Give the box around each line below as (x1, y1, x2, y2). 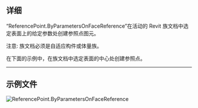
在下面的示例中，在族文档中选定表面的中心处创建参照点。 (6, 55, 146, 62)
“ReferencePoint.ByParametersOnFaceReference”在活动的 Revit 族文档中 (6, 22, 184, 30)
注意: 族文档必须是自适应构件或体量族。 (6, 42, 102, 49)
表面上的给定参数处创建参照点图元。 (11, 30, 99, 37)
